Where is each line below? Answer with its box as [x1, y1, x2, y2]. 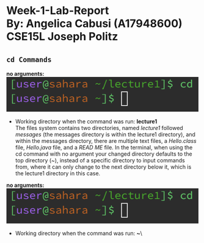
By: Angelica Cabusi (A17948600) [6, 16, 183, 31]
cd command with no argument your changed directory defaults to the [15, 150, 192, 158]
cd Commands [6, 55, 52, 64]
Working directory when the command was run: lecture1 [15, 118, 158, 125]
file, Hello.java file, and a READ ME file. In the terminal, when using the [15, 144, 193, 151]
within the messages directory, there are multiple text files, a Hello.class [15, 137, 197, 145]
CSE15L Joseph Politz [6, 30, 118, 43]
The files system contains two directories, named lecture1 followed [15, 125, 183, 132]
